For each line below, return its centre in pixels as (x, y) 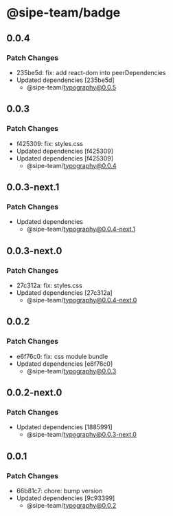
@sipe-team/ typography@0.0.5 (71, 87)
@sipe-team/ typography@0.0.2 (71, 505)
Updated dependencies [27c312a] (64, 292)
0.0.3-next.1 (33, 187)
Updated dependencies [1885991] (64, 427)
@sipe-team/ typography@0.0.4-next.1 (81, 229)
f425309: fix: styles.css (50, 143)
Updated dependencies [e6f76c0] (65, 364)
